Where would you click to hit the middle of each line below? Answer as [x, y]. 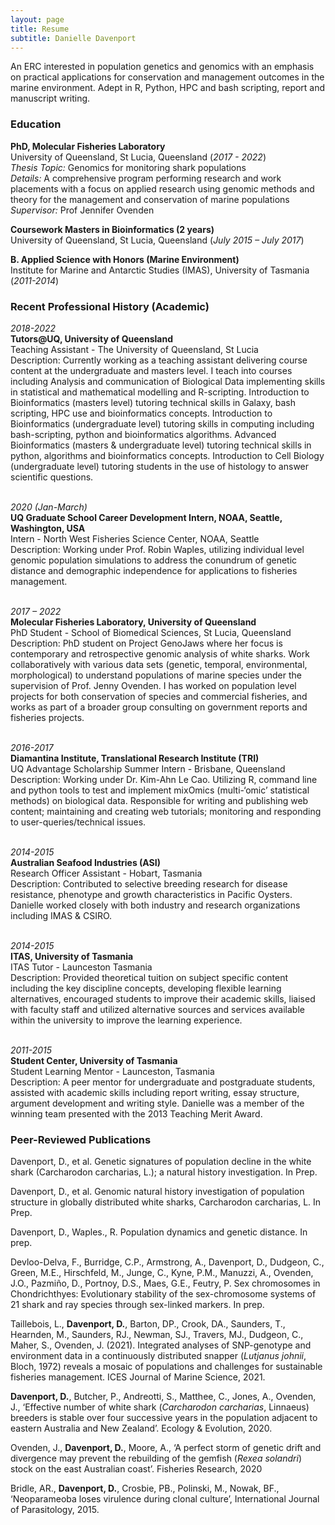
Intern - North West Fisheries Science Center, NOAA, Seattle [135, 538]
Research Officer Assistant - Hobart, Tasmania [106, 873]
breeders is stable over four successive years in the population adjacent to [164, 1418]
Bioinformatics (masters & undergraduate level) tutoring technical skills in [161, 445]
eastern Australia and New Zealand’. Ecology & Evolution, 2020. [141, 1428]
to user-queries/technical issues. [78, 822]
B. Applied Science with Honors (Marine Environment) [125, 259]
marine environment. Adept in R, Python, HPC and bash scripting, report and [168, 88]
